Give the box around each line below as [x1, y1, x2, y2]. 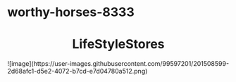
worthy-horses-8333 [7, 4, 135, 20]
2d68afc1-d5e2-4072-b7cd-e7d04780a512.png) [7, 67, 148, 76]
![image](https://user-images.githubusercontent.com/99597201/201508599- [7, 60, 230, 68]
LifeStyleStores [72, 36, 165, 53]
